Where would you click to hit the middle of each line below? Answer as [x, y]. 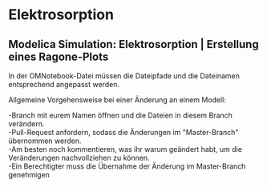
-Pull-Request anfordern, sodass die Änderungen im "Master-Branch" [123, 132]
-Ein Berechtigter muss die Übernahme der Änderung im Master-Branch [127, 166]
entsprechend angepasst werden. [64, 84]
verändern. [26, 124]
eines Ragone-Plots [59, 56]
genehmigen [29, 175]
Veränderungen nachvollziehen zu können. [79, 158]
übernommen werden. [45, 141]
